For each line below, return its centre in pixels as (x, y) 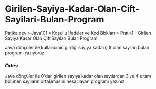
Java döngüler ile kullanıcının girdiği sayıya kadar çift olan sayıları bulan (77, 47)
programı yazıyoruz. (25, 53)
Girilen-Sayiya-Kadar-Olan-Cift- (72, 9)
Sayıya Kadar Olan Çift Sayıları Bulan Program (51, 38)
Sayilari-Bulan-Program (54, 19)
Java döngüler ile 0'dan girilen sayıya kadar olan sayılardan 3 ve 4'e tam (78, 76)
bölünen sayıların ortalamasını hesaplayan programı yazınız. (65, 81)
